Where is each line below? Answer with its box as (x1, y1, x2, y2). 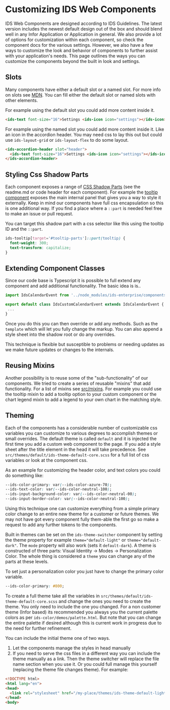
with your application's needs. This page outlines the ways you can (5, 52, 146, 59)
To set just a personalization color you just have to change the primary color (5, 568, 164, 574)
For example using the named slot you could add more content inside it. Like (5, 126, 164, 132)
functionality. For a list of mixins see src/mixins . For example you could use (5, 385, 162, 392)
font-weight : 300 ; (10, 240, 49, 245)
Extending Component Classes (5, 264, 105, 272)
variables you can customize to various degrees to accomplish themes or (5, 430, 158, 436)
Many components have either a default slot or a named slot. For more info (5, 86, 161, 92)
